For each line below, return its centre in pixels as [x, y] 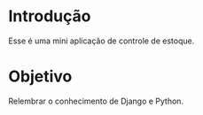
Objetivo [40, 77]
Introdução [50, 16]
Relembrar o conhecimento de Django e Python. [96, 101]
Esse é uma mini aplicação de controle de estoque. [101, 41]
